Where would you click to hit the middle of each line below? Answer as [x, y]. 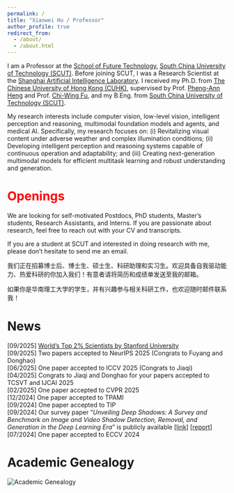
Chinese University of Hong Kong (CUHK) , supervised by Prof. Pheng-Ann [114, 88]
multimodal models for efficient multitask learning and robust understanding [116, 161]
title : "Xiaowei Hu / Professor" [56, 20]
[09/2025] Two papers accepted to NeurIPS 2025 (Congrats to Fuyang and [115, 353]
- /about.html [34, 46]
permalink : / [26, 14]
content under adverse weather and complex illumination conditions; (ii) [110, 139]
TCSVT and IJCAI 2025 [41, 382]
